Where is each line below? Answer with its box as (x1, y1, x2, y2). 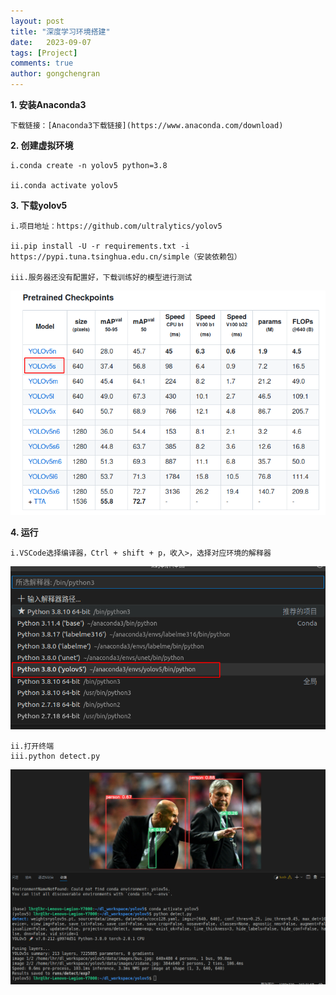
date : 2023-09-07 (10, 37, 92, 47)
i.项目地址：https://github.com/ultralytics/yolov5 (10, 221, 223, 231)
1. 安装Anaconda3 (10, 99, 87, 110)
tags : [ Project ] (10, 48, 78, 58)
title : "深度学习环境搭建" (10, 26, 111, 37)
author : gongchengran (10, 69, 101, 79)
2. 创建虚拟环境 (10, 140, 74, 151)
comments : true (10, 58, 74, 69)
